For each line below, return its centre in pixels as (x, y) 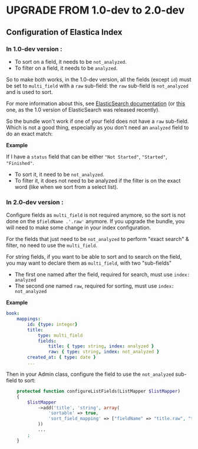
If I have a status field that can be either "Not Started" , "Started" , (87, 157)
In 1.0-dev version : (34, 49)
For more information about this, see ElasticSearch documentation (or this (96, 103)
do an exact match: (29, 134)
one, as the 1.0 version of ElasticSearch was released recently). (83, 109)
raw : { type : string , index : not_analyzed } (104, 352)
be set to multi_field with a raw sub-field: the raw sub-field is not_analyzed (97, 86)
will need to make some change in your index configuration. (79, 227)
